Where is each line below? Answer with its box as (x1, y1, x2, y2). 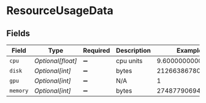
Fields (6, 28, 31, 39)
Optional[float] (34, 56, 78, 65)
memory (9, 87, 29, 94)
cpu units (116, 56, 143, 65)
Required (83, 47, 110, 55)
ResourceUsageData (6, 4, 113, 18)
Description (116, 47, 151, 55)
